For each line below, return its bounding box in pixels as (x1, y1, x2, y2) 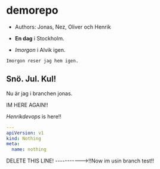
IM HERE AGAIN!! (6, 101, 48, 108)
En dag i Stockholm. (14, 35, 64, 42)
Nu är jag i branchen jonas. (6, 90, 73, 97)
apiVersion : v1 (6, 130, 44, 136)
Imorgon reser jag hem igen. (6, 58, 79, 64)
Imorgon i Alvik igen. (14, 46, 66, 54)
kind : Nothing (6, 135, 42, 142)
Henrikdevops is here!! (6, 112, 61, 120)
